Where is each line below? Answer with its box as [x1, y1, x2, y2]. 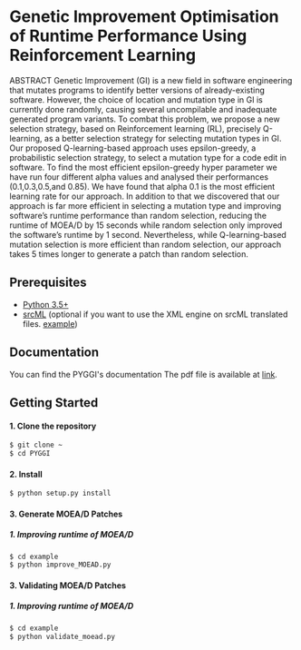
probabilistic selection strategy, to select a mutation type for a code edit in [9, 152, 287, 162]
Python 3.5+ [22, 299, 70, 310]
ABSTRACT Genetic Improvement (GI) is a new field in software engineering [9, 74, 293, 85]
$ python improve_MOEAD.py [9, 560, 112, 569]
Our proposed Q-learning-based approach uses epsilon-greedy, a [9, 143, 257, 153]
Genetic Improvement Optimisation [9, 6, 279, 27]
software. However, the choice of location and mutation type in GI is [9, 94, 263, 105]
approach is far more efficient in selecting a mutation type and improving [9, 200, 282, 211]
